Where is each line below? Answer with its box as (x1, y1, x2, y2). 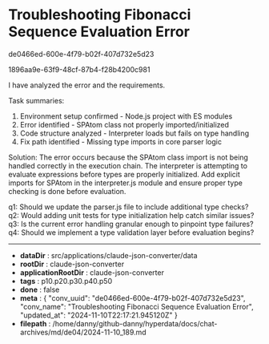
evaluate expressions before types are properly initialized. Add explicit (8, 169, 240, 179)
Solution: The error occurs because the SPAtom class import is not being (8, 152, 248, 162)
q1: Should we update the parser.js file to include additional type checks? (8, 202, 249, 212)
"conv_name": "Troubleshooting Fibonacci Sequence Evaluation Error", (19, 302, 254, 311)
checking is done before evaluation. (8, 186, 126, 196)
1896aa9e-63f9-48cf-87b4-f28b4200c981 (8, 64, 151, 74)
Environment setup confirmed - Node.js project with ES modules (19, 111, 233, 121)
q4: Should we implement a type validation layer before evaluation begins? (8, 227, 255, 237)
